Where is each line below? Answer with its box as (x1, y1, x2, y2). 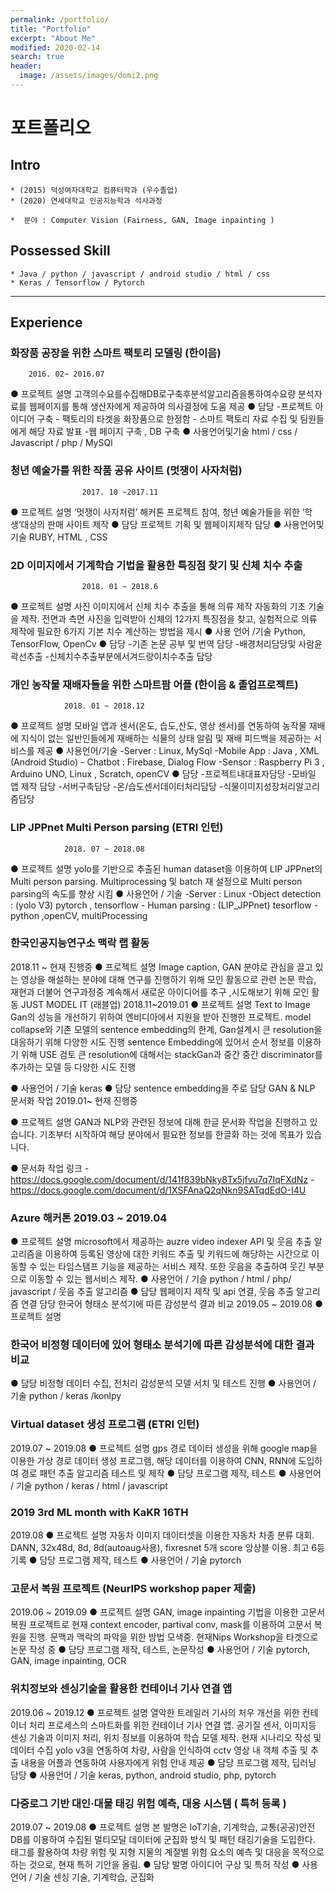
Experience (10, 314, 83, 331)
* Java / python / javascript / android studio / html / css (10, 269, 271, 279)
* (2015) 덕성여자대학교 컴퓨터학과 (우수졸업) (10, 185, 179, 195)
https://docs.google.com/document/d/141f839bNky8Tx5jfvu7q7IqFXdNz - (10, 1173, 315, 1185)
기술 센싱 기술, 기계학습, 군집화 (34, 1871, 155, 1883)
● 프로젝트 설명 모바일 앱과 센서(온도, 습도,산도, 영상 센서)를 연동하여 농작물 (10, 720, 307, 732)
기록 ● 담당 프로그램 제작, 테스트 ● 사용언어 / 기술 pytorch (10, 1554, 242, 1566)
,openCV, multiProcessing (41, 909, 148, 921)
